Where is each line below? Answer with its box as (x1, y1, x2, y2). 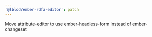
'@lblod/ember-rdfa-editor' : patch (5, 7, 79, 12)
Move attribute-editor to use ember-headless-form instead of (5, 21, 131, 27)
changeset (5, 26, 27, 32)
